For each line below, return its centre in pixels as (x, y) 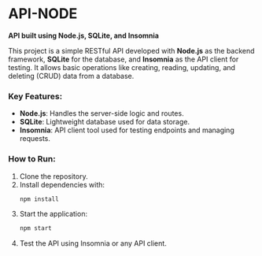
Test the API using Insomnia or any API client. (93, 243)
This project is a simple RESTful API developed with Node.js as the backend (131, 50)
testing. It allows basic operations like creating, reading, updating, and (122, 67)
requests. (35, 139)
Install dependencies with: (62, 184)
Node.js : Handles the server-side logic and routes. (101, 113)
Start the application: (54, 214)
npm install (39, 199)
